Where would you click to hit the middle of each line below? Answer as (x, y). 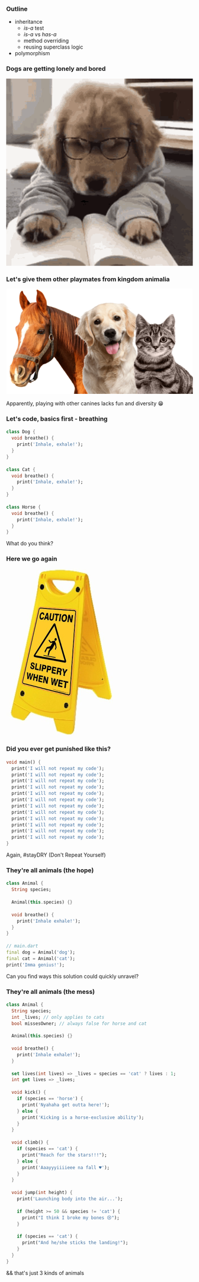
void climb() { (30, 1142)
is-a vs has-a (40, 34)
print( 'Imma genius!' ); (36, 965)
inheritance (28, 22)
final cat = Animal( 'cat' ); (41, 958)
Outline (17, 9)
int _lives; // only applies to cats (58, 1017)
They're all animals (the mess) (51, 992)
